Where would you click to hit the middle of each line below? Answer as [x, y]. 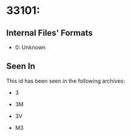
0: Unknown [30, 47]
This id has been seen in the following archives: [66, 81]
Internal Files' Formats [49, 33]
